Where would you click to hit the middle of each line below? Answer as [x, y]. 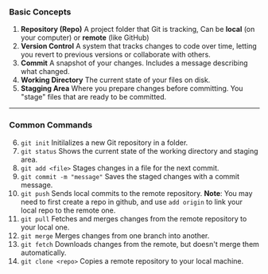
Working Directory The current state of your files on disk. [115, 80]
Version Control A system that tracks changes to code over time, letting [138, 46]
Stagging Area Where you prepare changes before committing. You [132, 88]
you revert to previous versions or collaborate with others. [116, 55]
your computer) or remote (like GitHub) [85, 37]
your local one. [45, 227]
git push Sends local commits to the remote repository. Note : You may [136, 193]
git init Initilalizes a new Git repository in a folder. [104, 143]
